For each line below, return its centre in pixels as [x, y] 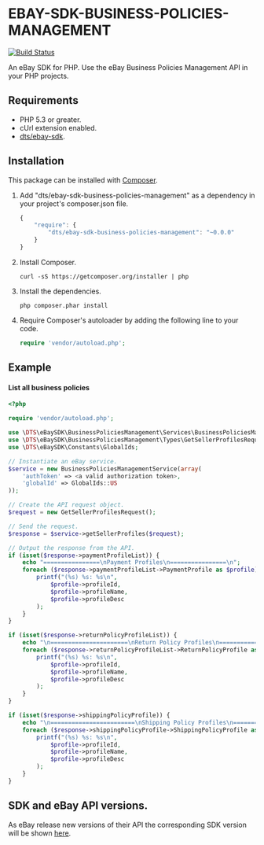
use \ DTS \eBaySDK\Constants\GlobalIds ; [73, 447]
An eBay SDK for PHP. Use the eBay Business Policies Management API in [128, 67]
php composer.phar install [64, 305]
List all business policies [49, 387]
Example [30, 368]
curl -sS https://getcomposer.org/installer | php [104, 276]
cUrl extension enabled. [58, 127]
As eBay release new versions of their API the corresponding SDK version [128, 825]
